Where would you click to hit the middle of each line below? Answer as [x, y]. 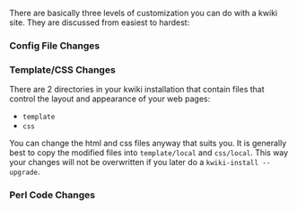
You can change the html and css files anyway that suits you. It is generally [148, 144]
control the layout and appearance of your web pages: [110, 99]
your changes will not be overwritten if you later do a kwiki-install [134, 162]
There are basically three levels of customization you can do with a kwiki [144, 13]
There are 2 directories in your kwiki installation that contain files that [137, 90]
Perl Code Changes [52, 195]
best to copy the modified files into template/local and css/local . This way [149, 153]
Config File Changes [55, 46]
